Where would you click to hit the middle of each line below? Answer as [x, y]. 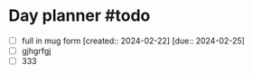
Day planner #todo [80, 16]
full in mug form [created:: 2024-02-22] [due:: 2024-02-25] [133, 41]
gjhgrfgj [36, 51]
